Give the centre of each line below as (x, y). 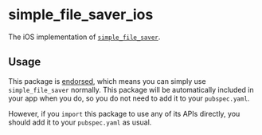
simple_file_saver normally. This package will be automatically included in (131, 89)
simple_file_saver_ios (81, 15)
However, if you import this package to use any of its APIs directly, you (124, 113)
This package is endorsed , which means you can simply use (107, 81)
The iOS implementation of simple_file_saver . (84, 37)
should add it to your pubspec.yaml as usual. (80, 122)
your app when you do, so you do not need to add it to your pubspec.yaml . (129, 98)
